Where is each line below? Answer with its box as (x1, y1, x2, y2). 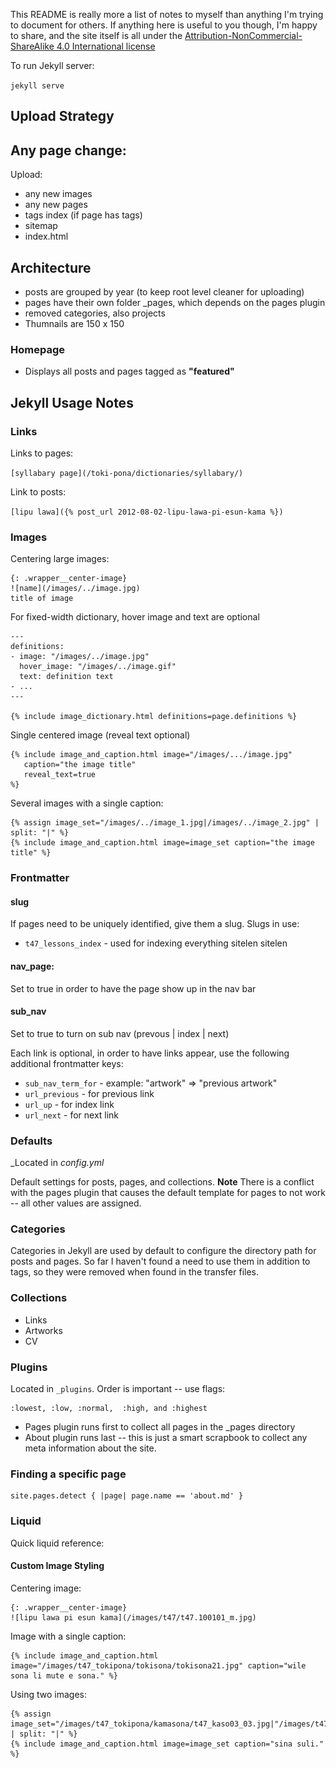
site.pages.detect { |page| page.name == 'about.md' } (10, 1491, 244, 1501)
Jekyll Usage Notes (10, 394, 134, 411)
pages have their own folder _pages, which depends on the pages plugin (24, 297, 326, 309)
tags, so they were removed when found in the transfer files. (10, 1266, 260, 1278)
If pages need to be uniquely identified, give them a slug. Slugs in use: (10, 918, 300, 930)
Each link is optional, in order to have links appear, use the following (10, 1047, 290, 1059)
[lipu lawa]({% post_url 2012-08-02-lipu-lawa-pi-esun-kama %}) (10, 507, 284, 517)
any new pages (24, 199, 88, 211)
